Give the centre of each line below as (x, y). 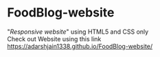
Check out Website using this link (54, 38)
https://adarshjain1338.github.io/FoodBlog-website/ (80, 46)
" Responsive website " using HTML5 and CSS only (78, 32)
